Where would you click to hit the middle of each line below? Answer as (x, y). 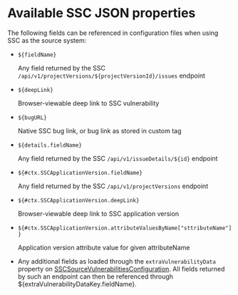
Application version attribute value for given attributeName (104, 247)
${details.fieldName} (50, 145)
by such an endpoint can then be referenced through (95, 276)
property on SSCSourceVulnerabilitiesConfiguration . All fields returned (121, 269)
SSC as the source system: (47, 40)
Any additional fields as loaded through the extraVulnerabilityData (117, 261)
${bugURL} (32, 118)
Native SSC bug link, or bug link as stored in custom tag (99, 130)
